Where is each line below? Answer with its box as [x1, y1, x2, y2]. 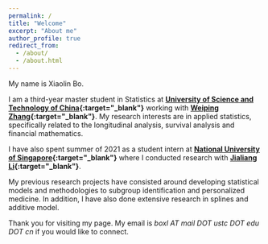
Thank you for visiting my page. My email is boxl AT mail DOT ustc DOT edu [8, 218, 260, 228]
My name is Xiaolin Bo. [8, 78, 85, 89]
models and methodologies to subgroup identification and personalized [8, 185, 245, 195]
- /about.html [15, 57, 63, 65]
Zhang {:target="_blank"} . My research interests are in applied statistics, [8, 111, 252, 121]
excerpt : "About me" [8, 27, 78, 35]
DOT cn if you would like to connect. [8, 226, 129, 236]
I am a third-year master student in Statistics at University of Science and [8, 94, 254, 104]
